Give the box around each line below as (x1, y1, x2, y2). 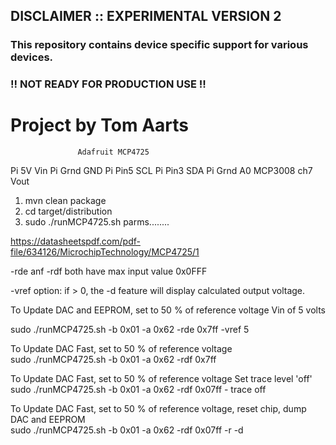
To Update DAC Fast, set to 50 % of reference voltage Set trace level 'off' (10, 373, 313, 385)
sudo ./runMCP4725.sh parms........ (24, 216, 170, 228)
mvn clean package (24, 195, 107, 207)
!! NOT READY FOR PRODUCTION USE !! (10, 77, 207, 91)
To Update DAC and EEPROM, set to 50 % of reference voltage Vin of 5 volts (10, 304, 326, 316)
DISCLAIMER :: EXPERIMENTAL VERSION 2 (10, 8, 282, 25)
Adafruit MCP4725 (77, 147, 150, 158)
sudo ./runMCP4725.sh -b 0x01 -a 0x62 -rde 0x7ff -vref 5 (10, 324, 250, 336)
